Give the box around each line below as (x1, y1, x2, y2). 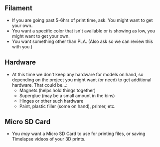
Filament (4, 4, 33, 12)
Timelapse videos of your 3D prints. (11, 136, 86, 142)
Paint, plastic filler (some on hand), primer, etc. (19, 103, 116, 109)
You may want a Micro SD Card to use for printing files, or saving (11, 131, 146, 137)
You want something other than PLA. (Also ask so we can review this (11, 38, 153, 44)
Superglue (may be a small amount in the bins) (19, 92, 115, 99)
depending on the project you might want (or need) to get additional (11, 77, 152, 83)
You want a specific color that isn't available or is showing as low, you (11, 27, 156, 34)
